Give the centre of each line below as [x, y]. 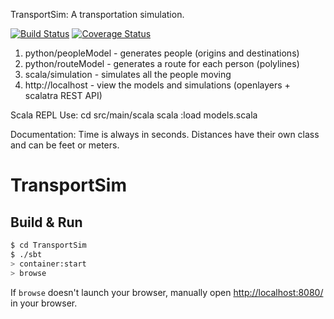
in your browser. [44, 303]
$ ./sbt [26, 254]
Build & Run [46, 222]
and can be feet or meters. [65, 145]
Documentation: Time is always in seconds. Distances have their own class [165, 134]
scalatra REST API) [63, 95]
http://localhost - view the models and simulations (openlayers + [157, 85]
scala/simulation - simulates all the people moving [128, 74]
